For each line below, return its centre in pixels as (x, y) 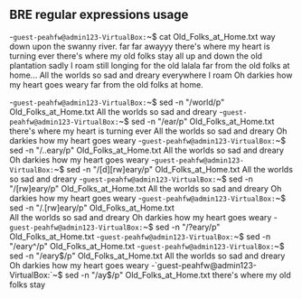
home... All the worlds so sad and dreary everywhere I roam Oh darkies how (151, 75)
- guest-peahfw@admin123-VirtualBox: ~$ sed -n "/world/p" (117, 102)
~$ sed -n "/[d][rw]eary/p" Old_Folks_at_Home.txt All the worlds (174, 169)
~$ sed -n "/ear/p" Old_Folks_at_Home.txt (197, 121)
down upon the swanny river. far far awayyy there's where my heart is (140, 46)
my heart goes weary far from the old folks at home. (106, 84)
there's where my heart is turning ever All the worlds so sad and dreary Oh (148, 131)
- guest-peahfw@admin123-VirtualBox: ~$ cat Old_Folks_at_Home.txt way (142, 36)
